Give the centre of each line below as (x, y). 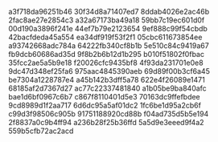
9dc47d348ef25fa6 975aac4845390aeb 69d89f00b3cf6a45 (109, 71)
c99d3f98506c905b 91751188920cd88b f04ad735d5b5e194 (109, 114)
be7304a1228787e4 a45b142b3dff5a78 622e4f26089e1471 (107, 80)
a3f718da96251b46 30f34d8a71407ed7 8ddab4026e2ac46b (109, 12)
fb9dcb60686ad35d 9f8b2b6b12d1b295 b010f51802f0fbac (107, 54)
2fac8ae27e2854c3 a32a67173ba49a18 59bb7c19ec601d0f (107, 20)
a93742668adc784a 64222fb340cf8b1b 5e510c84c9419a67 (109, 46)
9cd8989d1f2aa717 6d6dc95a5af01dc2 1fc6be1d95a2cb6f (105, 105)
